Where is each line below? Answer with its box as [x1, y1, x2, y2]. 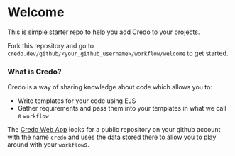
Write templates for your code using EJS [17, 96, 136, 105]
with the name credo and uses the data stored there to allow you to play [7, 133, 217, 142]
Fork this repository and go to [7, 41, 94, 50]
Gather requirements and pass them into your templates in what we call [17, 104, 226, 113]
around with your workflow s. [7, 140, 90, 149]
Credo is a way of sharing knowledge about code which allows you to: [7, 83, 213, 91]
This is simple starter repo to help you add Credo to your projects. [7, 28, 200, 36]
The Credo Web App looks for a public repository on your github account [7, 126, 221, 134]
